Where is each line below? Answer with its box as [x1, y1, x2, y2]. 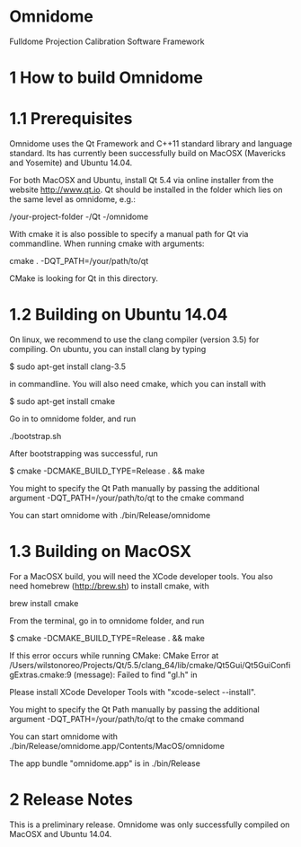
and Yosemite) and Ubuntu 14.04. [9, 157, 133, 168]
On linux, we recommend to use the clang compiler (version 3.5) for [9, 334, 260, 345]
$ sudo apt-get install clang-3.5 [9, 361, 127, 372]
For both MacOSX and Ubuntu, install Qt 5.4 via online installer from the [9, 175, 274, 186]
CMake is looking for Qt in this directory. [9, 273, 159, 284]
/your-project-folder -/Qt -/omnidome [9, 211, 149, 222]
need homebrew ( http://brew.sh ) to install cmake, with [9, 580, 209, 591]
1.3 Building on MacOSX [9, 542, 191, 562]
